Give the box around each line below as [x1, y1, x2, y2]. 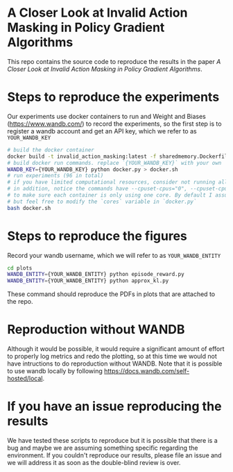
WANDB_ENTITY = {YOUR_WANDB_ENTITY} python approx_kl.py [7, 277, 169, 284]
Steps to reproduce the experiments [7, 89, 220, 105]
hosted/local [7, 374, 43, 383]
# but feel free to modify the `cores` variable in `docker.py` [7, 198, 197, 205]
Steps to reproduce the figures [7, 228, 187, 244]
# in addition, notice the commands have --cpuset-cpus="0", [7, 186, 188, 193]
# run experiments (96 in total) [7, 172, 104, 179]
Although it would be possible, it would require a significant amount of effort [7, 345, 225, 353]
